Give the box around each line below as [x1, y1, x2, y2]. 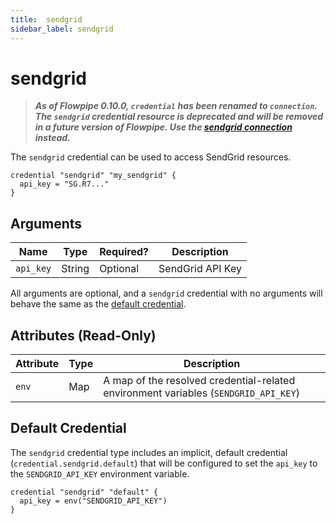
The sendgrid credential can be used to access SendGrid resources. [10, 151, 292, 163]
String [61, 262, 90, 276]
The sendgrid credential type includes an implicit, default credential [10, 446, 288, 458]
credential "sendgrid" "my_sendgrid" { [10, 171, 177, 181]
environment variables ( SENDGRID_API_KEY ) [103, 386, 300, 400]
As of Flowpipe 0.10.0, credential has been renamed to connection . [34, 100, 318, 112]
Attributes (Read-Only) [10, 327, 157, 344]
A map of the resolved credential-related [103, 374, 296, 388]
